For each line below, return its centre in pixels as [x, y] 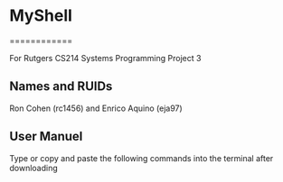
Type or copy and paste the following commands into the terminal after [141, 158]
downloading [34, 168]
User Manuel [46, 136]
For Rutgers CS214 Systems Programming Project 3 [105, 58]
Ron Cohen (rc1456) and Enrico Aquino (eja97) [96, 108]
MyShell [41, 16]
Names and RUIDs [61, 86]
